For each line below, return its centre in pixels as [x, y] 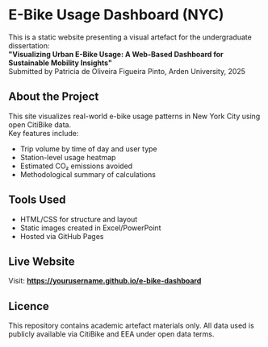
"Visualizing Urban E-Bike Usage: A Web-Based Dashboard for [116, 54]
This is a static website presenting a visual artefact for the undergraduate [130, 37]
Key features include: [44, 133]
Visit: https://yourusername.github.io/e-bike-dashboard [105, 281]
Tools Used [37, 200]
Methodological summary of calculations [88, 174]
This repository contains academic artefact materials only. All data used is [131, 326]
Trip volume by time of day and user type [88, 149]
